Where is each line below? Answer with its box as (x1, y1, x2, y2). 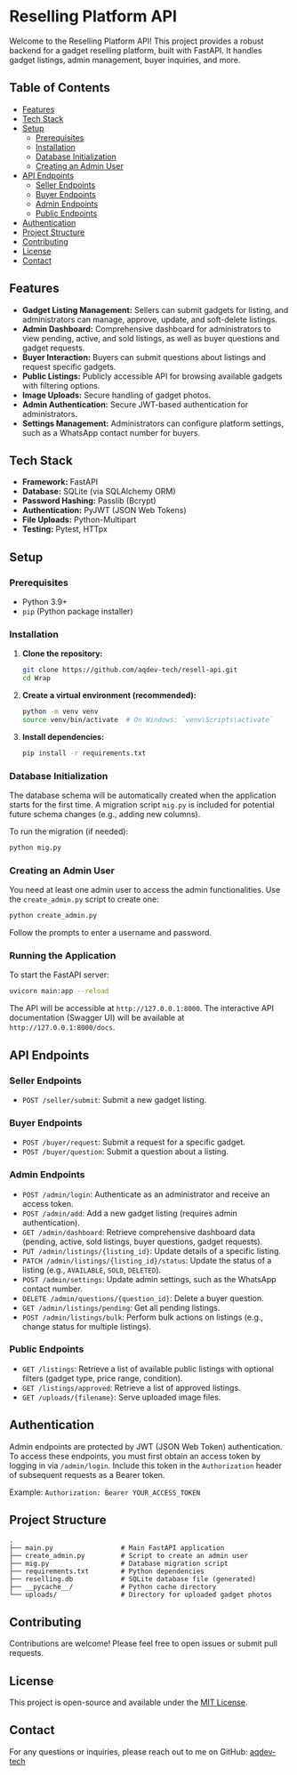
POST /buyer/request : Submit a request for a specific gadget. (21, 1136, 246, 1148)
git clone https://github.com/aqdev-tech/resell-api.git (21, 665, 238, 675)
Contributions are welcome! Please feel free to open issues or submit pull (9, 1638, 278, 1649)
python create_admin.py (9, 912, 98, 920)
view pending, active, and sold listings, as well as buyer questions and (21, 333, 280, 343)
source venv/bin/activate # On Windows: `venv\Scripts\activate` (21, 715, 274, 724)
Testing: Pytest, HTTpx (21, 524, 108, 534)
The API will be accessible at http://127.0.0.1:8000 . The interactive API (9, 1003, 274, 1014)
